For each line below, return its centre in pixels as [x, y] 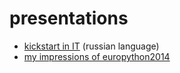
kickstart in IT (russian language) [91, 46]
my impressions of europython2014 [97, 56]
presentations [69, 18]
